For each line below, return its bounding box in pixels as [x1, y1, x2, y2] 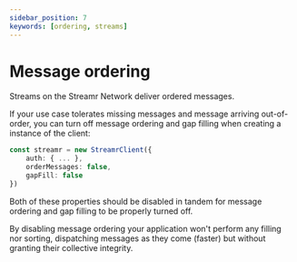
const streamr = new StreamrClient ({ [9, 146, 153, 155]
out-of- [261, 108, 289, 119]
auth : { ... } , [25, 154, 84, 164]
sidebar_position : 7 [9, 13, 88, 23]
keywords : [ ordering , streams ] [9, 22, 128, 31]
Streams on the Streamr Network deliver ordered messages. [9, 91, 234, 102]
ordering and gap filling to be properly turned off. [9, 206, 193, 217]
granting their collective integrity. [9, 242, 134, 253]
